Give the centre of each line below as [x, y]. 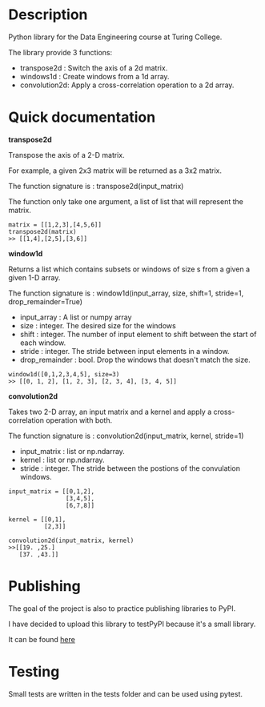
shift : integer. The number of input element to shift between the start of [138, 334]
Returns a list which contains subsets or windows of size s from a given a [129, 269]
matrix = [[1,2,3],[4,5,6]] [55, 225]
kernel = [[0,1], [37, 519]
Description [48, 15]
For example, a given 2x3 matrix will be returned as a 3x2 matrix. [115, 171]
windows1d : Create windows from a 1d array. [94, 76]
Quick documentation [82, 117]
